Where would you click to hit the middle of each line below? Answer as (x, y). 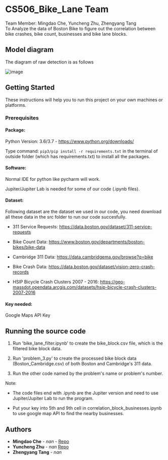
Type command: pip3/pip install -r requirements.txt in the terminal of (81, 151)
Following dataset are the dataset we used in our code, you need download (83, 212)
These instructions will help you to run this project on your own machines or (84, 100)
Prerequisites (22, 118)
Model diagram (30, 50)
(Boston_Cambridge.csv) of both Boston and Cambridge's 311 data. (82, 364)
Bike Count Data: (30, 242)
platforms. (16, 105)
